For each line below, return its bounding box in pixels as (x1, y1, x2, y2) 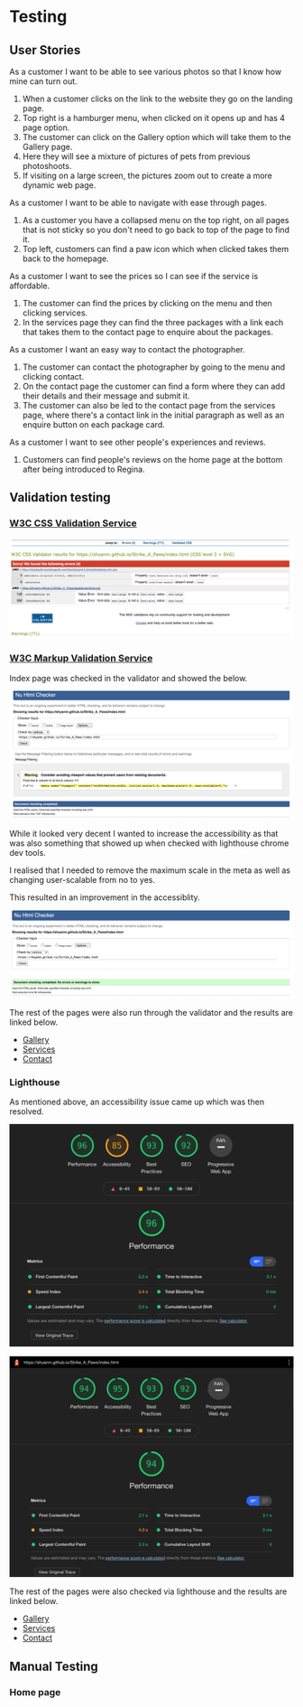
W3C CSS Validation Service (9, 517, 137, 530)
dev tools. (9, 848, 47, 858)
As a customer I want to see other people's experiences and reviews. (9, 436, 266, 447)
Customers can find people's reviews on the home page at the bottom (22, 455, 283, 464)
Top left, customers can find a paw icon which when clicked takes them (22, 244, 289, 254)
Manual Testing (9, 1658, 99, 1674)
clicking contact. (22, 371, 85, 381)
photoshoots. (22, 161, 72, 171)
